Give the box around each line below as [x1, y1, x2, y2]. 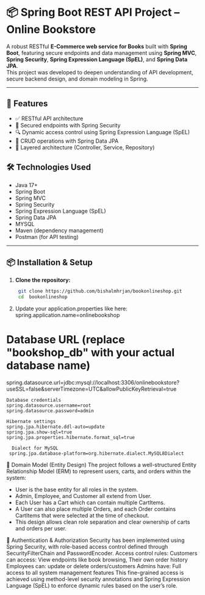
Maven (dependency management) [15, 227, 104, 234]
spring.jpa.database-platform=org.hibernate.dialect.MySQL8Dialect [9, 451, 184, 457]
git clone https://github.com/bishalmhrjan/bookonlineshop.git [18, 288, 182, 294]
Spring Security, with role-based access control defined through [6, 543, 168, 550]
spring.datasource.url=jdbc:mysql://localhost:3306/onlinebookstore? [6, 379, 180, 387]
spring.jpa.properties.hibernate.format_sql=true [6, 435, 135, 441]
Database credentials [6, 397, 62, 404]
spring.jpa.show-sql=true [6, 429, 72, 435]
